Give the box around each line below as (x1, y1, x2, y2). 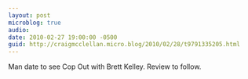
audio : (8, 26, 30, 34)
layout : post (8, 11, 51, 20)
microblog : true (8, 19, 61, 27)
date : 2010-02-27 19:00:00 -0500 (8, 33, 118, 41)
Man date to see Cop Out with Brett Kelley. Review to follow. (8, 62, 202, 71)
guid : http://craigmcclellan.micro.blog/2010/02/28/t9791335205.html (8, 41, 241, 48)
